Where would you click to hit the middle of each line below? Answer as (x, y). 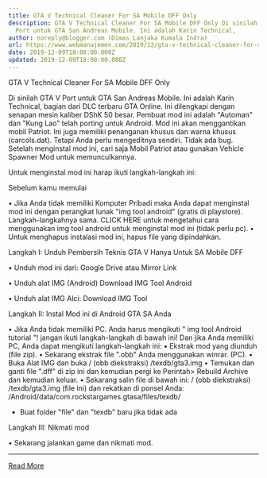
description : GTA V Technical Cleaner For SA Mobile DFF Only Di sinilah (133, 23)
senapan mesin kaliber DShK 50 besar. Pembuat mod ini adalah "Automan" (130, 114)
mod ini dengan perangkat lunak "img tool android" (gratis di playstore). (126, 211)
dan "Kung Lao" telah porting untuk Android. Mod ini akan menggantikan (127, 123)
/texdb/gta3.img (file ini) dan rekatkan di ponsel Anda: (96, 388)
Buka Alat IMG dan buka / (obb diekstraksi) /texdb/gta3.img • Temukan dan (132, 363)
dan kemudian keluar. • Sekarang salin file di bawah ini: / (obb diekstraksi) (130, 380)
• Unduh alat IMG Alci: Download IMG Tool (78, 298)
